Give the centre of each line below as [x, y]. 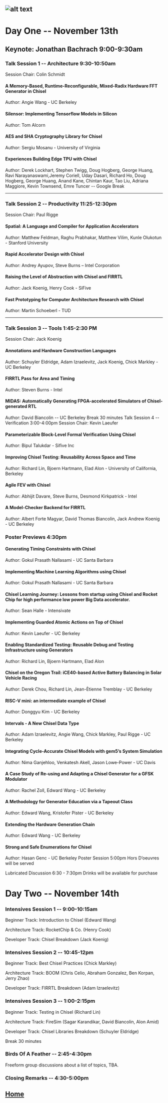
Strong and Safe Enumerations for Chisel [48, 847]
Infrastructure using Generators [39, 650]
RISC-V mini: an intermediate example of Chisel [55, 701]
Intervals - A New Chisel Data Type [42, 723]
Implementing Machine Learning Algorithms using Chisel [66, 571]
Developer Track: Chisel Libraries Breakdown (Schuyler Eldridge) [72, 1031]
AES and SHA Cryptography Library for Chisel [54, 136]
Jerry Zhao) [17, 978]
